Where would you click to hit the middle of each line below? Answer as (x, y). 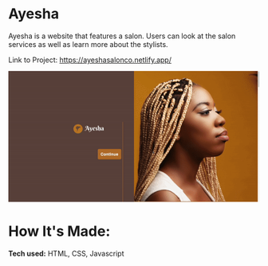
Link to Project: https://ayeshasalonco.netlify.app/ (90, 60)
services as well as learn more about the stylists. (89, 44)
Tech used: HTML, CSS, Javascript (66, 253)
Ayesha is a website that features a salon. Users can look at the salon (122, 36)
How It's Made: (59, 231)
